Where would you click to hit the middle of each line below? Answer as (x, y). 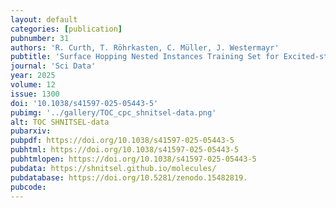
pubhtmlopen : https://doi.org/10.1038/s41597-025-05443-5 (133, 159)
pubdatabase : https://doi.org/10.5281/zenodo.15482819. (129, 177)
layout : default (44, 19)
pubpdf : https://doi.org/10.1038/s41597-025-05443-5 (122, 141)
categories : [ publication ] (66, 29)
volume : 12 (33, 85)
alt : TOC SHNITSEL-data (60, 122)
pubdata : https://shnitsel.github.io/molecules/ (113, 168)
